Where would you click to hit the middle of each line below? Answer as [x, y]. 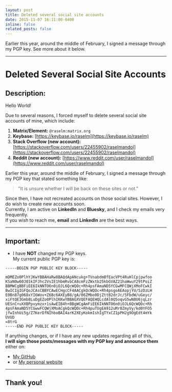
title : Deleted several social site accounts [55, 15]
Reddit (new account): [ [38, 158]
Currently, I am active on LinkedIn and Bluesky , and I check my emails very [85, 210]
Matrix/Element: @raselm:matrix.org [52, 131]
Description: [26, 93]
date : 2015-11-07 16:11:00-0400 [40, 19]
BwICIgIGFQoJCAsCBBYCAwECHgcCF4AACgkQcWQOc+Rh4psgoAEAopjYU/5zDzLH [79, 290]
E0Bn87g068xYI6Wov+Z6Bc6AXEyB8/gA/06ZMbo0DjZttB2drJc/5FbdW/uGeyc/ [79, 295]
